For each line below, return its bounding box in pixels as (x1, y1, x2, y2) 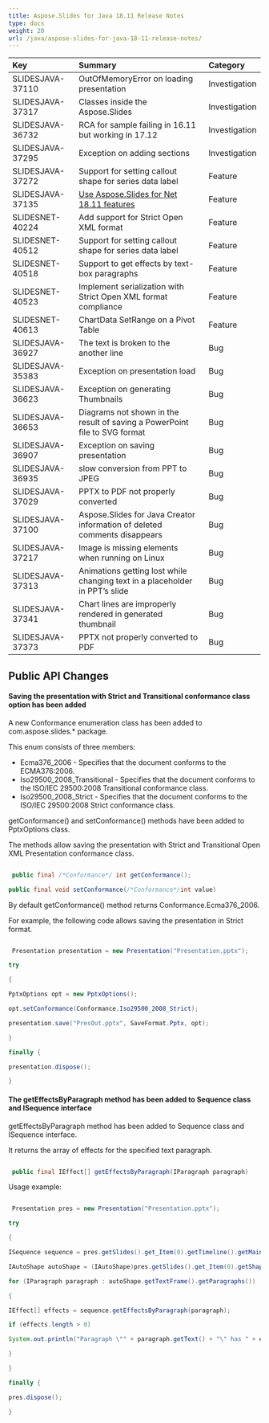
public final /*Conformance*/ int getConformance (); (11, 871, 192, 879)
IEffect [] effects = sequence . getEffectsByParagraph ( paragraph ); (8, 1306, 231, 1315)
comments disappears (78, 530, 163, 541)
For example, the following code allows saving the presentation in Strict (8, 915, 244, 925)
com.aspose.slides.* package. (8, 726, 108, 736)
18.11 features (78, 198, 135, 210)
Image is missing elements (78, 542, 179, 554)
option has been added (8, 700, 86, 709)
